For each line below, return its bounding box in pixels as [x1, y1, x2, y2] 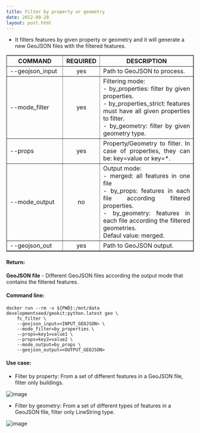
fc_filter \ [17, 316, 46, 321]
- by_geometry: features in [103, 209, 190, 218]
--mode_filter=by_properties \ [17, 326, 95, 332]
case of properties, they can [103, 147, 190, 155]
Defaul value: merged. [103, 231, 165, 240]
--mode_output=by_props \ [17, 341, 82, 348]
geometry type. [103, 129, 146, 138]
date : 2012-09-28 [6, 14, 49, 20]
